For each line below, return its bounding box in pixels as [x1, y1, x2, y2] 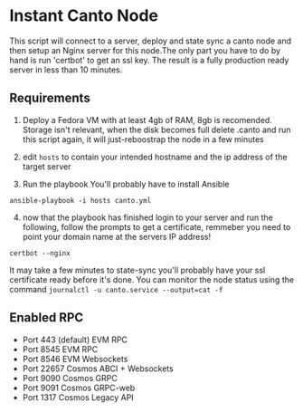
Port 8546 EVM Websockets [22, 353, 128, 364]
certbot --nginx [9, 248, 71, 258]
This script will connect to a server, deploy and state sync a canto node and [9, 35, 292, 46]
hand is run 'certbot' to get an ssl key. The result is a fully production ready [9, 54, 289, 65]
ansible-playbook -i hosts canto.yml [9, 196, 152, 205]
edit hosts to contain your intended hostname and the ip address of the [22, 151, 288, 162]
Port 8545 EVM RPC [22, 343, 99, 354]
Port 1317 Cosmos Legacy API [22, 391, 134, 403]
